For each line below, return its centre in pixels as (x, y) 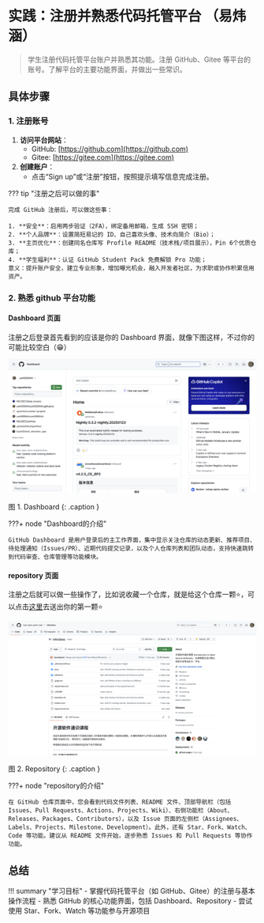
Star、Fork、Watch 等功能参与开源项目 (87, 911)
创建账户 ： (37, 166)
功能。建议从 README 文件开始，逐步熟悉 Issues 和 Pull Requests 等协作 (142, 836)
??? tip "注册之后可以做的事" (54, 193)
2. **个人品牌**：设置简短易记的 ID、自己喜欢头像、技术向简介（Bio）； (112, 234)
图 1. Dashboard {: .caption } (54, 506)
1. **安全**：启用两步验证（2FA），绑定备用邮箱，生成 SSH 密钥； (104, 226)
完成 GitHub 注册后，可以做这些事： (60, 210)
